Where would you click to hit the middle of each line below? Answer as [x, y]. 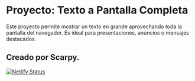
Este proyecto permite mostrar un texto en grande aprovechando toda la [94, 26]
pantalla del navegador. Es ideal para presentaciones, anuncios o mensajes [97, 32]
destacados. [21, 39]
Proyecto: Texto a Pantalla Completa [97, 10]
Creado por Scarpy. [43, 57]
